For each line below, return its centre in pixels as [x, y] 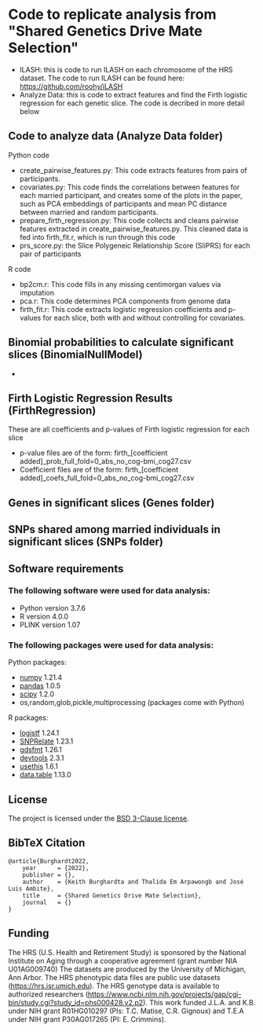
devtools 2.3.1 [42, 758]
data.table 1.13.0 [46, 775]
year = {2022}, [56, 868]
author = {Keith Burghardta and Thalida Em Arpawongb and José [133, 882]
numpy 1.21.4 [41, 678]
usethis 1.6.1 [39, 766]
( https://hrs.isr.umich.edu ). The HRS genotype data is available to [114, 986]
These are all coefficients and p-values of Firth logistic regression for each [129, 429]
